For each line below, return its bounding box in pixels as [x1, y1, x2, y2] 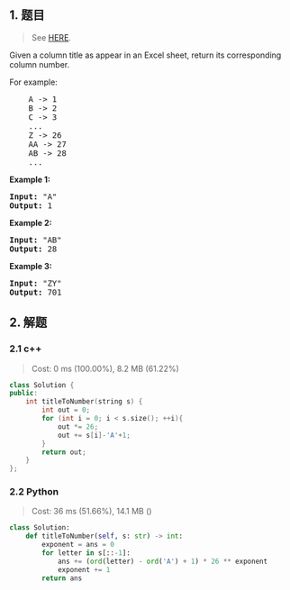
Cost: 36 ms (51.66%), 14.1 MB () [31, 506, 152, 517]
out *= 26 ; [57, 422, 99, 431]
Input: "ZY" [9, 277, 62, 288]
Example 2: [9, 217, 52, 228]
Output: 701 [9, 286, 62, 297]
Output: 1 [9, 200, 52, 211]
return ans [41, 574, 83, 583]
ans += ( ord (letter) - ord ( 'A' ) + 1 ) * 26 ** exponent [57, 557, 268, 566]
